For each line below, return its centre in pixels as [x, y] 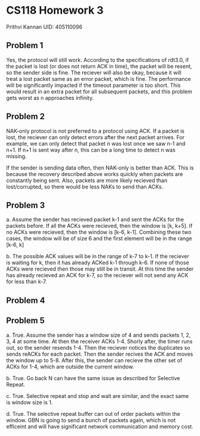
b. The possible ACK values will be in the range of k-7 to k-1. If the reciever [98, 256]
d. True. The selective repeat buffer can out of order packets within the [93, 413]
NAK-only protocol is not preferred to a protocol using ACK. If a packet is [95, 131]
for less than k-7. [26, 282]
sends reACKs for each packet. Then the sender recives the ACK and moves [100, 354]
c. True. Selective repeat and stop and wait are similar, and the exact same [98, 396]
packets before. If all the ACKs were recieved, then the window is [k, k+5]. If [99, 226]
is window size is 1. [29, 402]
